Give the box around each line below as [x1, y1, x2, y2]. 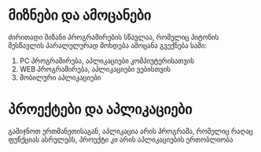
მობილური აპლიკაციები [19, 72, 101, 82]
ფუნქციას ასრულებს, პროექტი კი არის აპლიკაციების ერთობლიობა [8, 135, 233, 144]
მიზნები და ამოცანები [8, 6, 152, 24]
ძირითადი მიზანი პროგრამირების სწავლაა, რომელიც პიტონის [8, 32, 219, 42]
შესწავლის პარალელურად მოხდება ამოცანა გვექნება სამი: [8, 40, 207, 50]
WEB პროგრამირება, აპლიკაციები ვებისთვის [19, 64, 171, 73]
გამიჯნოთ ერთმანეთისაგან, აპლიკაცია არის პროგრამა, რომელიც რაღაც [8, 126, 254, 135]
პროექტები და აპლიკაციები [8, 101, 193, 118]
